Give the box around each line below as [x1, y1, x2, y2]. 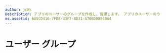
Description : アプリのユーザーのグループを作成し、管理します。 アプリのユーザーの [5, 12, 157, 17]
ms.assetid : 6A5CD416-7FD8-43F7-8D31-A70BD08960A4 [5, 16, 112, 21]
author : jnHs [5, 7, 32, 12]
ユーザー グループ [5, 38, 76, 50]
